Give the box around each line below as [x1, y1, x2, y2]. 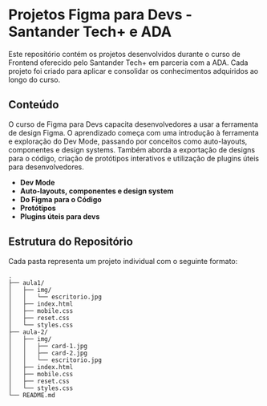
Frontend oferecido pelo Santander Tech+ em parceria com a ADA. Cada [8, 58, 249, 67]
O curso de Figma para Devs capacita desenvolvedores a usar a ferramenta [8, 119, 259, 129]
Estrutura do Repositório [8, 235, 134, 249]
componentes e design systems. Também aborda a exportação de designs [8, 144, 255, 154]
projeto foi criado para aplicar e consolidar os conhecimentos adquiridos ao [8, 66, 259, 75]
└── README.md [8, 391, 56, 399]
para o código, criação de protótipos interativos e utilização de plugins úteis [8, 153, 259, 163]
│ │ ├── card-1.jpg [8, 342, 88, 350]
